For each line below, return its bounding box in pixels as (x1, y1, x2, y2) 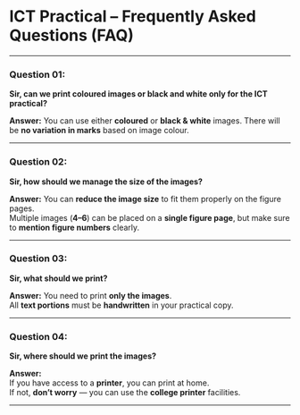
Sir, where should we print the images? (9, 351, 157, 361)
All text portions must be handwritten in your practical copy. (9, 300, 234, 310)
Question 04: (9, 330, 68, 343)
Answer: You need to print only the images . (9, 290, 172, 301)
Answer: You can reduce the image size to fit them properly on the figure (9, 193, 281, 204)
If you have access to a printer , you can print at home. (9, 377, 210, 388)
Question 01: (9, 68, 65, 80)
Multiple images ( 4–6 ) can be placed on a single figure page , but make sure (9, 212, 290, 223)
